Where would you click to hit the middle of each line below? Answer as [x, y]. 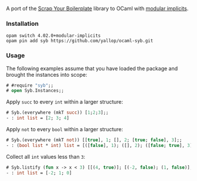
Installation [23, 23]
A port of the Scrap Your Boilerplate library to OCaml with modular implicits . [97, 8]
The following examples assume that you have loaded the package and [92, 68]
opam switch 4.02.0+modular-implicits [53, 36]
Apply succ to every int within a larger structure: [64, 102]
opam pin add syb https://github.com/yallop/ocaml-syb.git [80, 41]
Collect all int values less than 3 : [46, 156]
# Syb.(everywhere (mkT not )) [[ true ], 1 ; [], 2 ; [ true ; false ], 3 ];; [94, 140]
